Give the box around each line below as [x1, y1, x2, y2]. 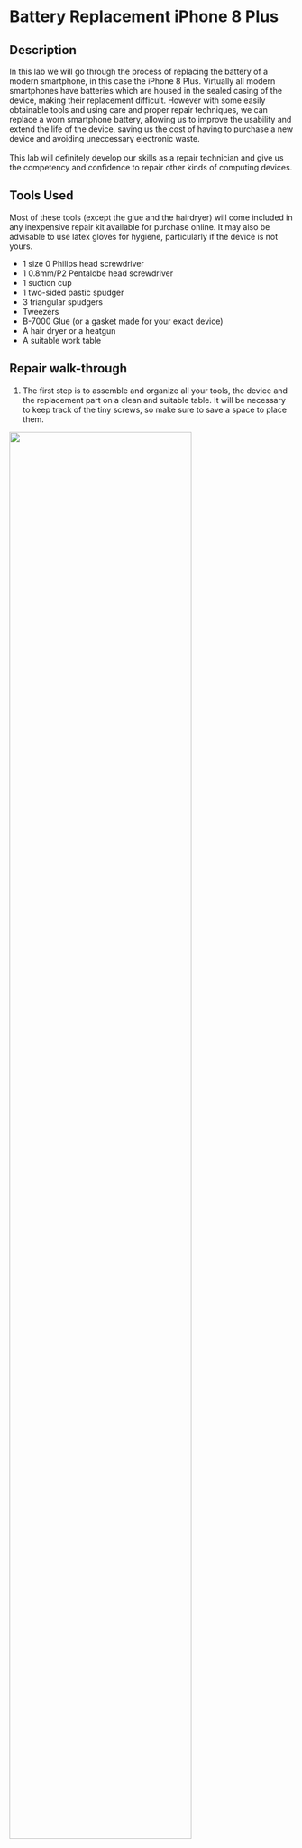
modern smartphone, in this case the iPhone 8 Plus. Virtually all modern [9, 76, 276, 87]
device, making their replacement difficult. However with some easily [9, 95, 266, 106]
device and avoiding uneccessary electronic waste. [9, 133, 200, 143]
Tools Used [9, 188, 74, 204]
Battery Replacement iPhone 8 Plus [9, 6, 279, 27]
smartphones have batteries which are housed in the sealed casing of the [9, 86, 282, 96]
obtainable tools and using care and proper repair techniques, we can [9, 105, 269, 115]
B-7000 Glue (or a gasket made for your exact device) [22, 316, 224, 326]
